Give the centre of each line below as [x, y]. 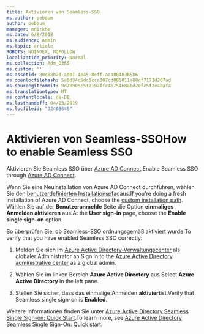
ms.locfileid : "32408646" [39, 109]
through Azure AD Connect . [41, 176]
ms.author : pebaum [30, 18]
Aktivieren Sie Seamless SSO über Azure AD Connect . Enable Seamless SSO [102, 169]
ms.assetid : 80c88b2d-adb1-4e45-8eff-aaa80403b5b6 [72, 75]
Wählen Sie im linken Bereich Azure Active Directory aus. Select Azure [105, 275]
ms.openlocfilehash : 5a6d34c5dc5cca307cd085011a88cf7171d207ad [89, 80]
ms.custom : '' [25, 69]
